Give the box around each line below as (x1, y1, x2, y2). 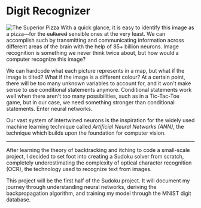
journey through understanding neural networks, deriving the (6, 183, 157, 190)
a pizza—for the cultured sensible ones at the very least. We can (6, 30, 166, 37)
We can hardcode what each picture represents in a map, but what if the (6, 67, 185, 74)
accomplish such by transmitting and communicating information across (6, 36, 184, 44)
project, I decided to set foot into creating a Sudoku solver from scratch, (6, 153, 184, 160)
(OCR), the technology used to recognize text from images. (6, 165, 152, 172)
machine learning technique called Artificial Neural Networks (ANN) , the (6, 123, 184, 130)
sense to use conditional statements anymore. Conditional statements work (6, 86, 192, 93)
